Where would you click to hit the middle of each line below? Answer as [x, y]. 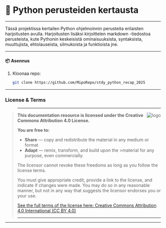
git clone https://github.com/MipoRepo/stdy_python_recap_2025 [79, 83]
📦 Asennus [18, 60]
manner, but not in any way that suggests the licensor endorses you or [89, 191]
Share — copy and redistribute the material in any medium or [87, 140]
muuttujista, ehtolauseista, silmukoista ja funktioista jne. [62, 44]
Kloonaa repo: [26, 73]
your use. [27, 196]
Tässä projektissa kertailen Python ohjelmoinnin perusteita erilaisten [74, 28]
